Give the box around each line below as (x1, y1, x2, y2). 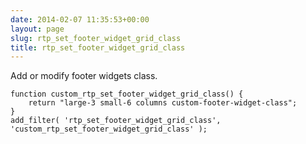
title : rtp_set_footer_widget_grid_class (10, 42, 186, 53)
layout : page (10, 24, 65, 34)
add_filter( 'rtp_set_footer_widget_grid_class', (10, 116, 222, 126)
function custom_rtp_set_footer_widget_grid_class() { (10, 89, 244, 100)
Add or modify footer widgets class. (10, 70, 158, 82)
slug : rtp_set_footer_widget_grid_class (10, 33, 182, 43)
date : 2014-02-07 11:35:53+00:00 (10, 14, 150, 25)
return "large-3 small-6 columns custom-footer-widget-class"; (28, 98, 298, 108)
